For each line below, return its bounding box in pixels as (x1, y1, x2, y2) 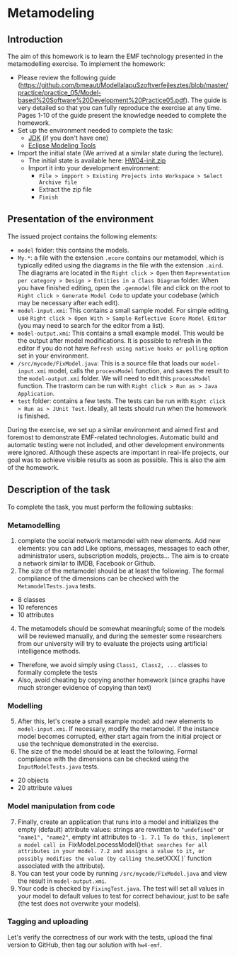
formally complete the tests (17, 668, 98, 676)
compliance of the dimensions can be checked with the (17, 573, 179, 583)
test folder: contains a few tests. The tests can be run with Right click (17, 396, 226, 405)
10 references (17, 603, 58, 611)
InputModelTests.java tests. (17, 762, 99, 771)
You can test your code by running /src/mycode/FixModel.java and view (17, 869, 228, 877)
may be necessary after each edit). (17, 298, 120, 307)
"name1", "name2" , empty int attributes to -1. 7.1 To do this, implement (17, 833, 231, 841)
